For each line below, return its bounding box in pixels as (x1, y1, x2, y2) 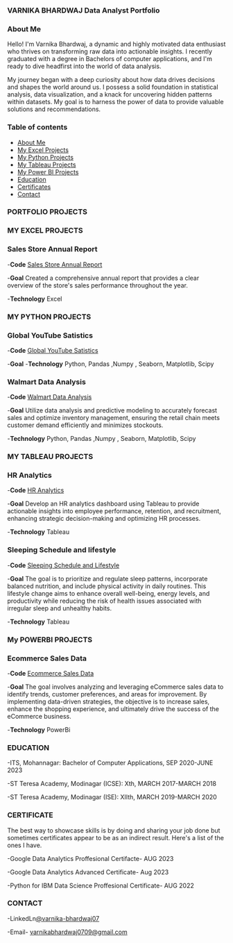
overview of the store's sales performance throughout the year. (7, 281, 189, 290)
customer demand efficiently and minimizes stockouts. (7, 421, 164, 429)
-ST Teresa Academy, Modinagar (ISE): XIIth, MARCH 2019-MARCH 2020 (7, 793, 217, 801)
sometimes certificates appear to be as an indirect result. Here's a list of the (7, 833, 224, 842)
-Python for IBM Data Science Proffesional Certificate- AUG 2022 (7, 881, 194, 890)
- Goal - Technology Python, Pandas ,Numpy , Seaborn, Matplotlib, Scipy (7, 360, 214, 368)
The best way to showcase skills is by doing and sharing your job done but (7, 826, 221, 835)
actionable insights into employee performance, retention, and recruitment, (7, 507, 222, 515)
